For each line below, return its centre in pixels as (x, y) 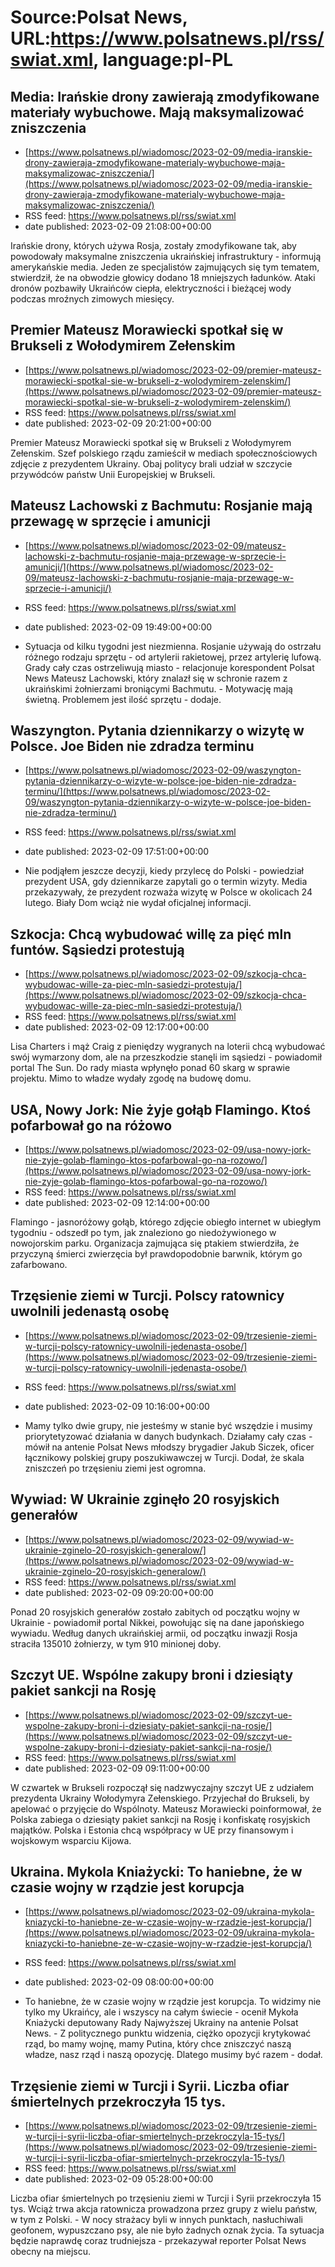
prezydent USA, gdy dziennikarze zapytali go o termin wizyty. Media (166, 882)
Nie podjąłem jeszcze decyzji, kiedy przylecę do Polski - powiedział (164, 871)
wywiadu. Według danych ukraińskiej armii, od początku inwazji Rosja (154, 1633)
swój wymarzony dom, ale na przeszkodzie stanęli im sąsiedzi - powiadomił (166, 1057)
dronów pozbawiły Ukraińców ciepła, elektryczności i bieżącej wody (151, 288)
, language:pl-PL (163, 60)
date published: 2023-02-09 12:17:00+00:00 (117, 1027)
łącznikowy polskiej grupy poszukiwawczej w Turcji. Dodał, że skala (164, 1457)
